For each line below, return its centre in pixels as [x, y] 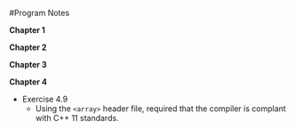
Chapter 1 [28, 30]
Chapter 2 [28, 47]
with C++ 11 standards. [77, 118]
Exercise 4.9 [45, 99]
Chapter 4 [28, 82]
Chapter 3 [28, 65]
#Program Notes [40, 13]
